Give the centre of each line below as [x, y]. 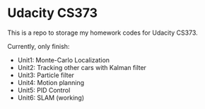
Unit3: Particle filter [46, 75]
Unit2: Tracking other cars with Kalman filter [82, 67]
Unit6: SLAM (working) [51, 98]
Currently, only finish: [39, 46]
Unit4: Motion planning [51, 82]
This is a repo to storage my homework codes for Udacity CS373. [102, 33]
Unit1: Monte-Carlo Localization [64, 60]
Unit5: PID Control [44, 90]
